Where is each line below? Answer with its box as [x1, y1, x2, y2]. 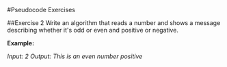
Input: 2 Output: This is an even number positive [7, 52, 143, 60]
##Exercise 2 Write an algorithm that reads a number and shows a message [7, 19, 221, 26]
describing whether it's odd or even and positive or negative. [7, 26, 179, 34]
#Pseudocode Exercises [7, 6, 75, 14]
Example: [7, 39, 35, 47]
